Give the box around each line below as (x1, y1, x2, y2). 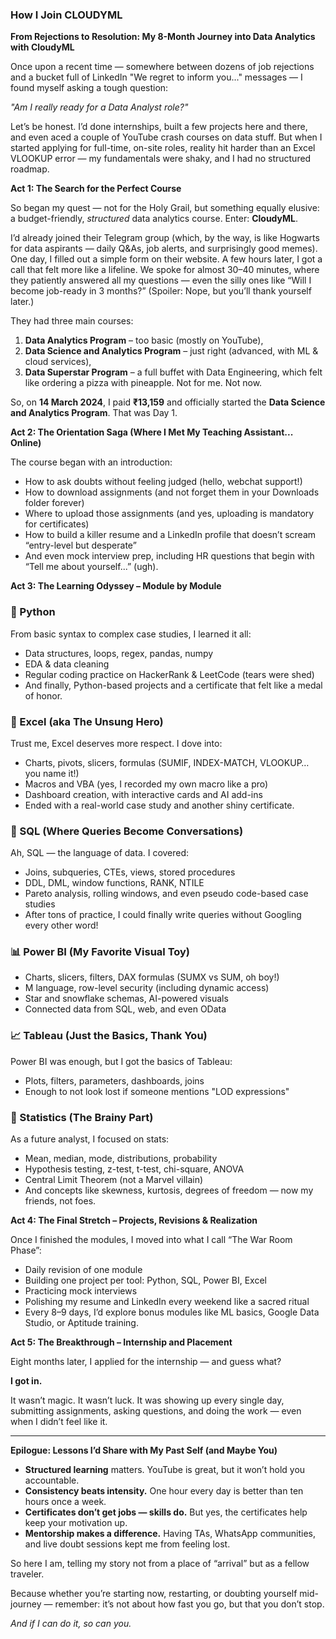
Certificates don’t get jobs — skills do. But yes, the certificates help (24, 1506, 308, 1518)
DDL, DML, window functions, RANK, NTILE (24, 877, 205, 889)
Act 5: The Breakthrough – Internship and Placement (10, 1336, 233, 1348)
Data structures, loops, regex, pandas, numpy (24, 647, 214, 659)
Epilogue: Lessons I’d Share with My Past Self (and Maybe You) (10, 1444, 278, 1457)
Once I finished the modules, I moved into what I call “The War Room (10, 1234, 293, 1246)
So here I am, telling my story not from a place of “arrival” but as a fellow (10, 1558, 310, 1570)
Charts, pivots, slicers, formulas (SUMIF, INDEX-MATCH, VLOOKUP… (24, 756, 310, 768)
